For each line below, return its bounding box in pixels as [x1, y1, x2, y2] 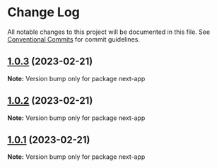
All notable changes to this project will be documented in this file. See [7, 28, 211, 36]
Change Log [7, 4, 80, 20]
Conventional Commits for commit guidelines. [7, 35, 140, 43]
